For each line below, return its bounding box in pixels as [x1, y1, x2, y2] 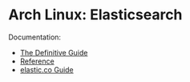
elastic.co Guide [19, 64, 74, 74]
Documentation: [8, 32, 62, 42]
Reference [19, 56, 55, 66]
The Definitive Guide [19, 47, 88, 57]
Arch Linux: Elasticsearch [8, 6, 183, 24]
